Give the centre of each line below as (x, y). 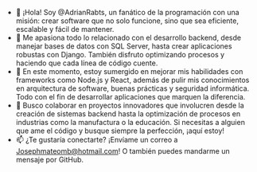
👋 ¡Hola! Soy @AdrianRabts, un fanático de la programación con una (128, 12)
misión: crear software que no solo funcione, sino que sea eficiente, (127, 21)
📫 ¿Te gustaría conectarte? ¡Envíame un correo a (97, 140)
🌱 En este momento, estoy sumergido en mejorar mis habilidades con (129, 71)
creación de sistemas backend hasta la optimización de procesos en (128, 114)
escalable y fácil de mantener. (65, 29)
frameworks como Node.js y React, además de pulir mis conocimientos (132, 80)
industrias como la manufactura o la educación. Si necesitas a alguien (130, 122)
